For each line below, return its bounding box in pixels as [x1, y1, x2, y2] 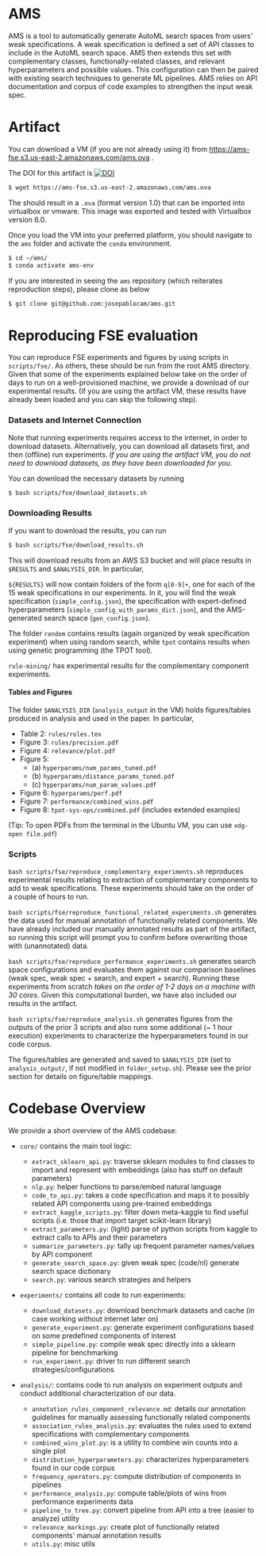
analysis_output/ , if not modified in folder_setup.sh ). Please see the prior [8, 1063, 252, 1073]
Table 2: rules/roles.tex [19, 729, 102, 738]
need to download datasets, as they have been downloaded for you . [8, 458, 233, 467]
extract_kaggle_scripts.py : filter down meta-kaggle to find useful [31, 1207, 249, 1217]
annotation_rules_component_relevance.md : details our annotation [31, 1404, 246, 1414]
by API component [31, 1249, 93, 1260]
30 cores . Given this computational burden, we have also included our [8, 990, 237, 1000]
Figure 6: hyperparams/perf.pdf [19, 788, 123, 797]
